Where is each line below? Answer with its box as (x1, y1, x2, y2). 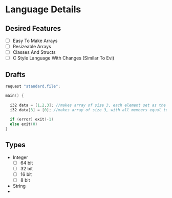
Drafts (5, 70, 26, 79)
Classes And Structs (12, 49, 56, 55)
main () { (5, 93, 24, 98)
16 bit (20, 171, 32, 177)
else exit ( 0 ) (10, 122, 38, 127)
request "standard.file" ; (5, 84, 60, 89)
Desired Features (5, 24, 61, 33)
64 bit (20, 160, 33, 166)
